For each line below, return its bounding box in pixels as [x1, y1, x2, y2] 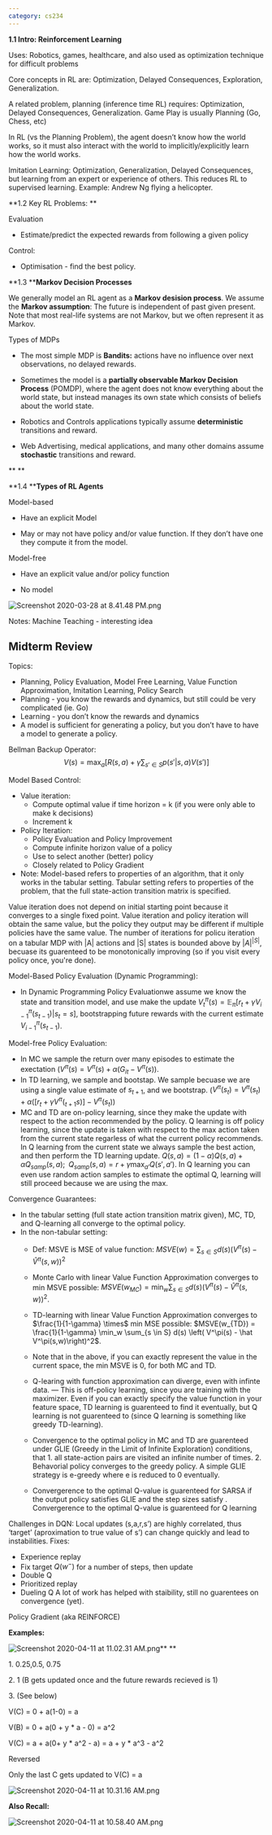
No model [19, 584, 54, 595]
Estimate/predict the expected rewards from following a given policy [19, 230, 249, 239]
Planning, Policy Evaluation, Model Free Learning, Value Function [19, 677, 238, 687]
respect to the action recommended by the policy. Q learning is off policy [19, 1116, 265, 1126]
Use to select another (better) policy [32, 852, 154, 862]
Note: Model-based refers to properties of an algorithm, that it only [19, 869, 244, 879]
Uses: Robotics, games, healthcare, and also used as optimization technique [8, 50, 264, 59]
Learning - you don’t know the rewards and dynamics [19, 712, 200, 722]
